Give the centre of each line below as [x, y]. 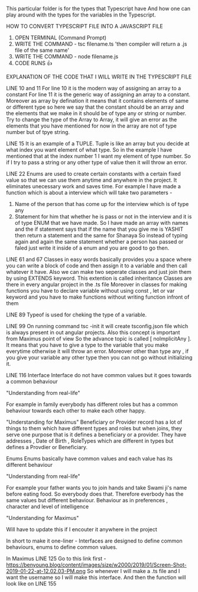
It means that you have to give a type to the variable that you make [87, 345]
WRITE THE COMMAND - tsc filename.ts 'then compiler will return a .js [101, 44]
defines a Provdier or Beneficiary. [47, 447]
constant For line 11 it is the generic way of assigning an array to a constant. [98, 94]
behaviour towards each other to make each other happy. [76, 411]
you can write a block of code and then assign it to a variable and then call [97, 266]
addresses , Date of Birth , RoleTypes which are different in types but [90, 441]
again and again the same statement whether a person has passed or [99, 242]
